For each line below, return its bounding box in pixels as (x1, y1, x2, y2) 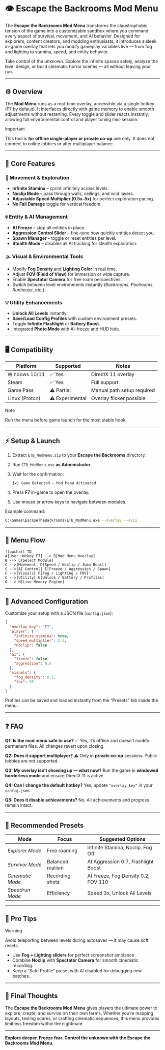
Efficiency (47, 890, 70, 896)
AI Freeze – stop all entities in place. (12, 224, 85, 230)
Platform (16, 363, 37, 370)
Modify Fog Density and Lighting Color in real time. (12, 266, 117, 272)
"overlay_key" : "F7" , (9, 625, 54, 630)
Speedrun (7, 887, 30, 893)
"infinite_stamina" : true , (14, 634, 69, 639)
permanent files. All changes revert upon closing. (5, 743, 105, 749)
